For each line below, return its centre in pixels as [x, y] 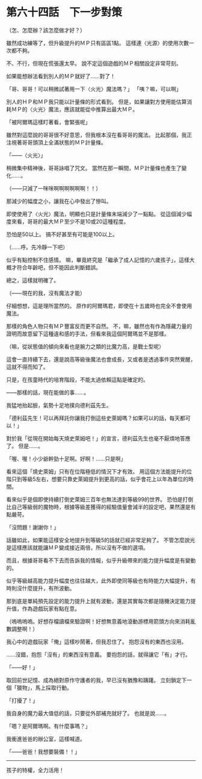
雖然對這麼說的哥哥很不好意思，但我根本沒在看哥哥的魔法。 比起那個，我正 [99, 135]
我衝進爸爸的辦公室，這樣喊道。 [46, 739]
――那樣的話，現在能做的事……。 [48, 392]
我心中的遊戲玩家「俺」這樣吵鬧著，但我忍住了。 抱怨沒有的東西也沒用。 [96, 642]
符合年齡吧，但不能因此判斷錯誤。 [59, 267]
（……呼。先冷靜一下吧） [37, 247]
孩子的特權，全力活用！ [35, 770]
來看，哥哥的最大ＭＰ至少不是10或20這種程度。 [70, 221]
